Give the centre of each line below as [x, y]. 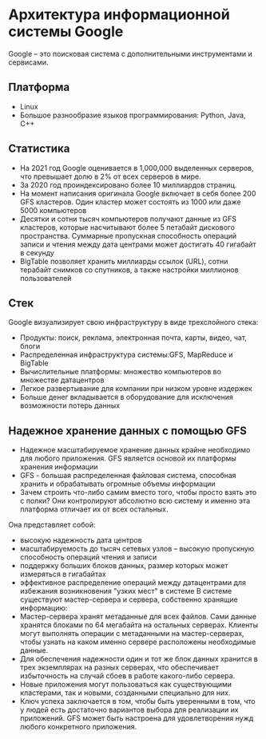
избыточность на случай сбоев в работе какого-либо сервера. [127, 676]
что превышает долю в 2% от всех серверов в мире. [110, 176]
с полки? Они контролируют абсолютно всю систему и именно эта [135, 501]
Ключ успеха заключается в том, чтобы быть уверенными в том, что [137, 701]
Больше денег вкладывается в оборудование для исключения [127, 397]
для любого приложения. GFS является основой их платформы [128, 458]
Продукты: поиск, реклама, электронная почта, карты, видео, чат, [133, 338]
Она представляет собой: [52, 525]
